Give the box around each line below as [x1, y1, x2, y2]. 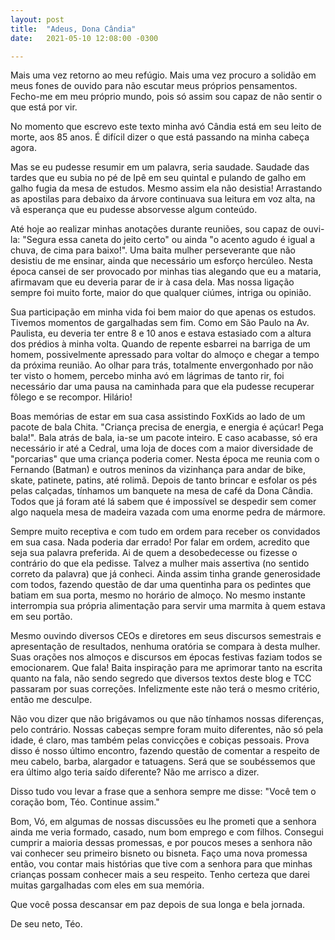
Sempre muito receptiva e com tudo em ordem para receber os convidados [10, 526, 321, 538]
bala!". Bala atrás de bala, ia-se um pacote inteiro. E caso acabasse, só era [10, 432, 318, 444]
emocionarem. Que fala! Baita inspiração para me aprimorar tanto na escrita [10, 662, 323, 674]
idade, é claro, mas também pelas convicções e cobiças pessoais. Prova [10, 734, 310, 746]
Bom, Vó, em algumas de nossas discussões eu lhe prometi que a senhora [10, 816, 317, 828]
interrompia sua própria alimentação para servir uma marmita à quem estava [10, 600, 326, 612]
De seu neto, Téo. [10, 918, 83, 930]
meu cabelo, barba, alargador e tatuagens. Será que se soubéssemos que [10, 756, 316, 768]
